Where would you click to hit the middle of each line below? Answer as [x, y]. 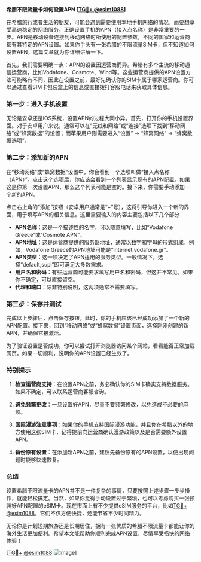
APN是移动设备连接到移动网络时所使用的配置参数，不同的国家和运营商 [103, 37]
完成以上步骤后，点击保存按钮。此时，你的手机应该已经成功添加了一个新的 [98, 318]
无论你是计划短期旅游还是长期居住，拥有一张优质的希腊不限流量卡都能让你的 [100, 526]
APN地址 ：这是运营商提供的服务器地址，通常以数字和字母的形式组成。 [102, 242]
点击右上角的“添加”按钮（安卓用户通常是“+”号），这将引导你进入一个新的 [95, 207]
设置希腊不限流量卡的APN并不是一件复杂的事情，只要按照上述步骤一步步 [96, 491]
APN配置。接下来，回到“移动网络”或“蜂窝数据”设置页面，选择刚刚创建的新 [98, 325]
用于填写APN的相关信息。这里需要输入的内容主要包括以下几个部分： [101, 214]
